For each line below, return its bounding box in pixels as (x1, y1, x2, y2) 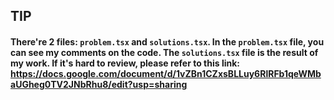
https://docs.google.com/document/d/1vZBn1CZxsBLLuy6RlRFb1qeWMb (10, 67, 322, 79)
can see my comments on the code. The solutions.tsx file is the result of (10, 46, 319, 58)
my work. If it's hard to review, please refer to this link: (10, 57, 241, 69)
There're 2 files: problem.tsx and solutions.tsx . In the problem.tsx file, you (10, 35, 325, 48)
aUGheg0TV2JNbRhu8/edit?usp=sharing (10, 78, 188, 90)
